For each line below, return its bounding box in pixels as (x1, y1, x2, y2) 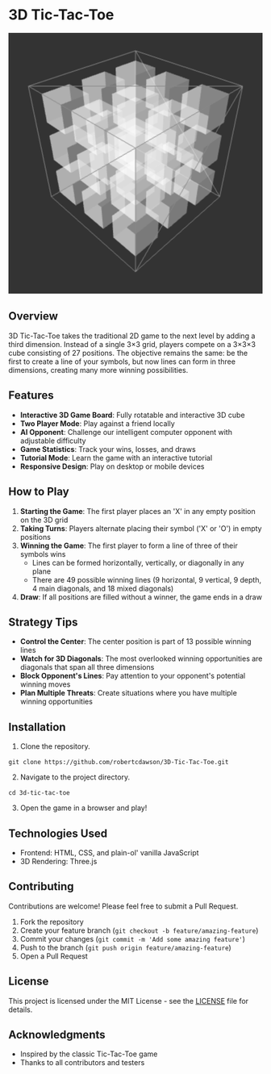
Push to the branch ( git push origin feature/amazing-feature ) (19, 942, 231, 952)
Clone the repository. (19, 742, 90, 751)
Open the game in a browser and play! (19, 803, 148, 813)
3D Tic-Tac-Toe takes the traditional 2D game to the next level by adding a (8, 331, 256, 341)
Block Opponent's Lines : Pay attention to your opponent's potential (19, 671, 246, 681)
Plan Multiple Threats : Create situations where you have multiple (19, 688, 238, 698)
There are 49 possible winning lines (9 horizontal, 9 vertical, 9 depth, (31, 575, 262, 584)
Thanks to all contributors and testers (19, 1058, 145, 1068)
